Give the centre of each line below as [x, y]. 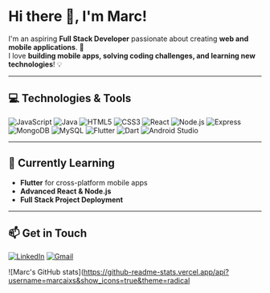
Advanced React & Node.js [65, 191]
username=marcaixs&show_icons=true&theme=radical [99, 281]
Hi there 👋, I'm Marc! [78, 16]
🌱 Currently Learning [61, 163]
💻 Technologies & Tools [70, 98]
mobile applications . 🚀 [46, 47]
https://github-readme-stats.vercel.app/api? [156, 272]
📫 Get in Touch [48, 233]
